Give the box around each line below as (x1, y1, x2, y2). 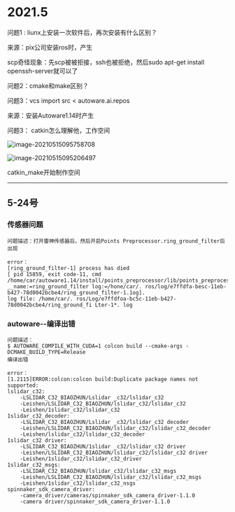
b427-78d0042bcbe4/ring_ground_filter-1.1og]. (7, 289, 145, 296)
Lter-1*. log (94, 301, 133, 308)
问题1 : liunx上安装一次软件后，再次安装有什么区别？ (7, 28, 157, 36)
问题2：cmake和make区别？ (7, 81, 89, 90)
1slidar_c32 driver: (7, 436, 68, 444)
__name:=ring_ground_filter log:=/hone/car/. (7, 283, 142, 290)
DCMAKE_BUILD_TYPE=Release (7, 348, 86, 355)
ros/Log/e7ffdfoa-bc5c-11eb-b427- (76, 295, 177, 302)
